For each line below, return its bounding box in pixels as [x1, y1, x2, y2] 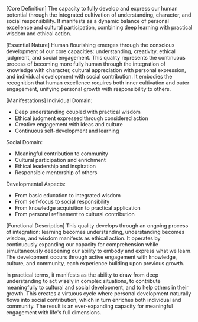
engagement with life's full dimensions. [6, 309, 102, 316]
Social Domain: [6, 139, 43, 145]
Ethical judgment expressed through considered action [14, 115, 149, 122]
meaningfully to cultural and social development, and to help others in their [6, 284, 189, 291]
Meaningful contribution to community [14, 150, 108, 157]
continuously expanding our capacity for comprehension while [6, 241, 158, 248]
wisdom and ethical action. [6, 30, 72, 37]
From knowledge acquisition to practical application [14, 204, 141, 212]
